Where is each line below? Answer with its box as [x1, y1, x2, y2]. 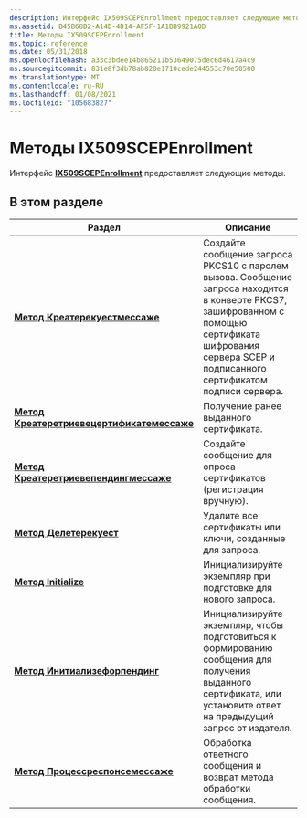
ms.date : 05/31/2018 [9, 47, 89, 57]
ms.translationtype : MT [9, 73, 101, 82]
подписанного [202, 362, 267, 375]
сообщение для [202, 449, 272, 462]
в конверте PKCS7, [202, 294, 288, 307]
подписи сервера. [202, 385, 284, 398]
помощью [202, 317, 248, 330]
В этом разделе [9, 194, 104, 210]
